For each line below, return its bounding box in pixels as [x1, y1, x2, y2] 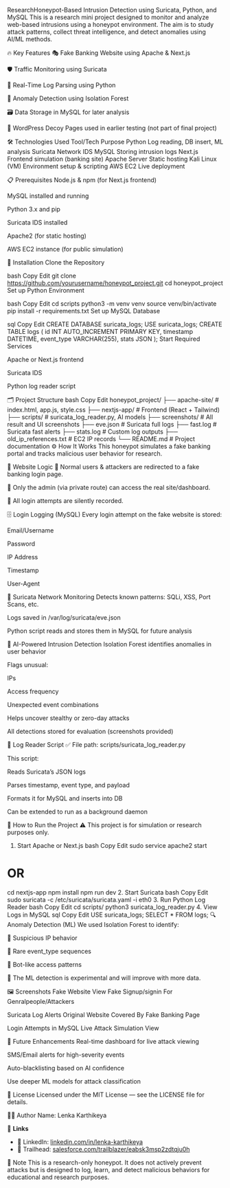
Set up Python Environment [7, 287, 84, 294]
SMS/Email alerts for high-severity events [7, 1051, 125, 1059]
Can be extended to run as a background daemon [7, 807, 148, 816]
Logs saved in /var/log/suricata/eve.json [7, 614, 122, 621]
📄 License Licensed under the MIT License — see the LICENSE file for [7, 1090, 205, 1099]
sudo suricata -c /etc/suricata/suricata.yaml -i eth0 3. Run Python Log [7, 895, 206, 904]
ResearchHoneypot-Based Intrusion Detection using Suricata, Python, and [7, 6, 218, 14]
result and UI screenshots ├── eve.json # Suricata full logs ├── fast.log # [7, 421, 218, 428]
